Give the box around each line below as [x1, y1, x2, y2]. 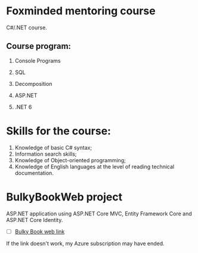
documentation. [14, 169, 54, 177]
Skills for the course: [6, 124, 112, 138]
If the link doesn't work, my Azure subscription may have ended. [6, 240, 165, 247]
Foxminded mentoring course [6, 4, 156, 18]
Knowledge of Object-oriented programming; [14, 156, 126, 163]
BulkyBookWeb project [6, 190, 123, 203]
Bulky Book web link [14, 228, 65, 235]
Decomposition [14, 80, 52, 87]
